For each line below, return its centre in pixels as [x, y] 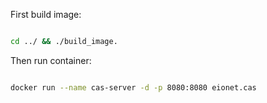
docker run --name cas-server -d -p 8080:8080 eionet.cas [133, 87]
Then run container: [51, 60]
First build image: [46, 14]
